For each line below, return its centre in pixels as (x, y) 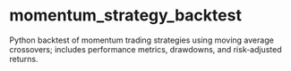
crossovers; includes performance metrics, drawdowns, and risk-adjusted (145, 49)
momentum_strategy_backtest (125, 16)
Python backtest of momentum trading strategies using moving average (142, 40)
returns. (24, 59)
